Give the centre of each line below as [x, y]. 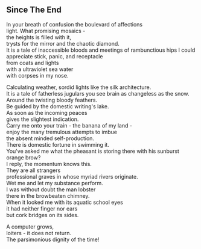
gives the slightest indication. [43, 119]
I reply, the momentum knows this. [49, 164]
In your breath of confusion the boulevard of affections [75, 24]
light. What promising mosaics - [46, 31]
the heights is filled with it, [39, 37]
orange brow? [24, 157]
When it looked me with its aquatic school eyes [65, 202]
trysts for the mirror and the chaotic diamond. [63, 43]
